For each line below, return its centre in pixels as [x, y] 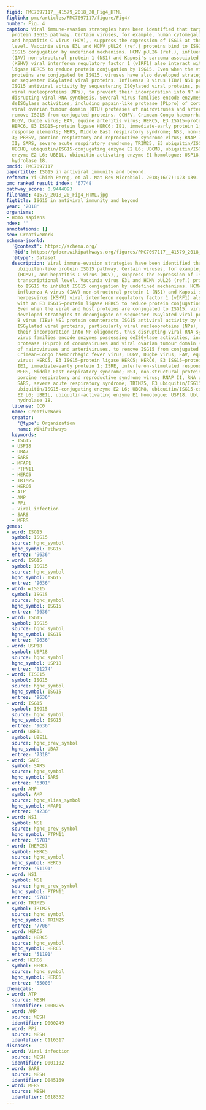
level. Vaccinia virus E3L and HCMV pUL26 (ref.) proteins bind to [100, 47]
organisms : [20, 212]
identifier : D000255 [38, 1006]
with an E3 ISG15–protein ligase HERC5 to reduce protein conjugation [109, 303]
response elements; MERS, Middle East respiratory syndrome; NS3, [98, 132]
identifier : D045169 [38, 1080]
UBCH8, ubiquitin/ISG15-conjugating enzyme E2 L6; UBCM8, [88, 149]
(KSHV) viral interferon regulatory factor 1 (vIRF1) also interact [101, 63]
